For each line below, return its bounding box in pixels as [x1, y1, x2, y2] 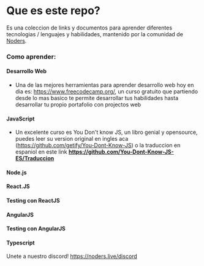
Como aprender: [6, 52, 56, 61]
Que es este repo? [6, 4, 101, 18]
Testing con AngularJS [6, 225, 66, 232]
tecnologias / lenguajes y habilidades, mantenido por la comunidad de [6, 30, 184, 37]
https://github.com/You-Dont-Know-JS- [68, 148, 175, 155]
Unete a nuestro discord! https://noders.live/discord [6, 252, 138, 260]
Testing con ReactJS [6, 197, 60, 205]
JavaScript [6, 115, 35, 122]
